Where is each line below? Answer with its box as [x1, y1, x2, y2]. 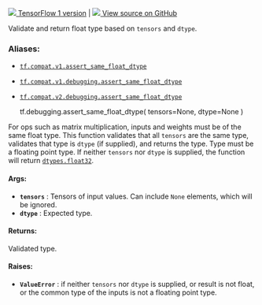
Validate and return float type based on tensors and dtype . [8, 24, 197, 33]
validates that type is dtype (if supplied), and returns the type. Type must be [8, 139, 254, 149]
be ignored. [19, 199, 57, 209]
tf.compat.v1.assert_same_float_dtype [19, 63, 147, 71]
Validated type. [8, 244, 57, 253]
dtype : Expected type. [19, 208, 93, 218]
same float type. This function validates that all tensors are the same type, [8, 131, 249, 140]
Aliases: [8, 43, 41, 54]
